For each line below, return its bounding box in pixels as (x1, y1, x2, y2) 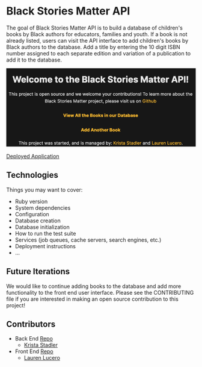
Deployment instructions (14, 242, 76, 249)
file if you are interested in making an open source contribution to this (6, 295, 179, 303)
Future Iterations (6, 266, 70, 277)
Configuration (14, 210, 49, 218)
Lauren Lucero (23, 354, 60, 362)
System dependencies (14, 204, 71, 212)
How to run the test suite (14, 230, 76, 237)
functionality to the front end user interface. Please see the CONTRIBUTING (6, 289, 194, 296)
